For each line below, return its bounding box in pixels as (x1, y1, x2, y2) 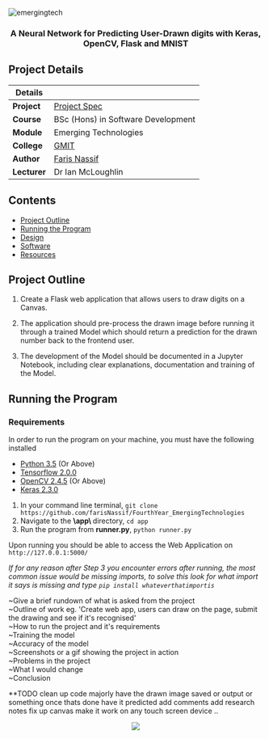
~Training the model (8, 631, 75, 640)
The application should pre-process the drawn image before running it (19, 319, 254, 328)
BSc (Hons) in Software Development (53, 113, 195, 125)
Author (12, 153, 40, 164)
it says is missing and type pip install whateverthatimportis (8, 581, 216, 590)
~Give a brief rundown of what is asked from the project (8, 596, 195, 606)
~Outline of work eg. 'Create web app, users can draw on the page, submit (8, 605, 258, 614)
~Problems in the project (8, 656, 91, 666)
